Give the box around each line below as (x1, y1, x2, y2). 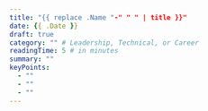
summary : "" (9, 55, 54, 64)
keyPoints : (9, 64, 50, 73)
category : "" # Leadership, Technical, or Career (9, 38, 200, 47)
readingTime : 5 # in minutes (9, 47, 119, 55)
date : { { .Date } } (9, 21, 78, 30)
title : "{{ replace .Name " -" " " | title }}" (9, 13, 187, 22)
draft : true (9, 30, 54, 38)
